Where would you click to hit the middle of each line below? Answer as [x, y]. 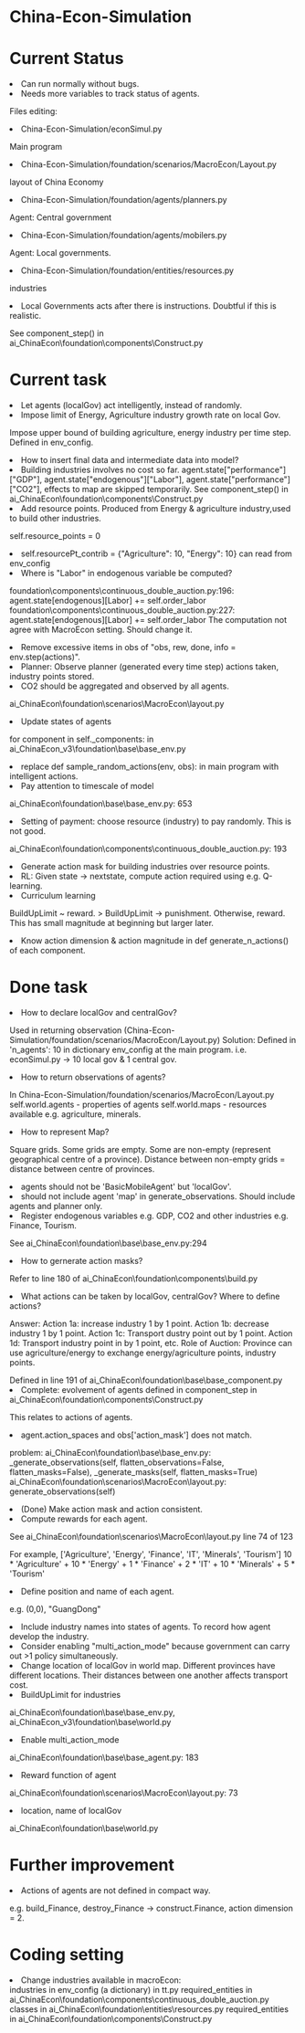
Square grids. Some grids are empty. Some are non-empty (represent [140, 1149]
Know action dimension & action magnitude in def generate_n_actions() [155, 941]
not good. [28, 831]
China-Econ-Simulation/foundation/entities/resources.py [128, 270]
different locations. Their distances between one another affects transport [149, 1675]
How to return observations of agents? [94, 1077]
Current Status [67, 59]
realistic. [26, 316]
